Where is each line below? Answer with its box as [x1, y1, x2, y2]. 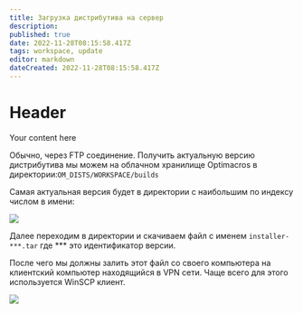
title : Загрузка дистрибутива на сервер [9, 13, 165, 23]
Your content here [9, 132, 77, 143]
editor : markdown [9, 55, 75, 64]
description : [9, 22, 59, 31]
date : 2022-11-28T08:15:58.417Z [9, 38, 131, 48]
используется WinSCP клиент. [9, 276, 126, 287]
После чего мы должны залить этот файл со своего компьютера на [9, 257, 271, 268]
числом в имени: [9, 196, 75, 207]
